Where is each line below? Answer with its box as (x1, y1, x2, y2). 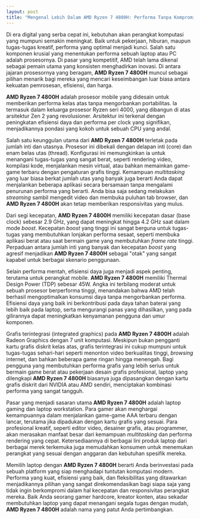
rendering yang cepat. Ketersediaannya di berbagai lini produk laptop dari (6, 437, 187, 444)
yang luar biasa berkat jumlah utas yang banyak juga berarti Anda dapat (6, 175, 183, 182)
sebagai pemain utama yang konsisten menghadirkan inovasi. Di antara (6, 62, 181, 69)
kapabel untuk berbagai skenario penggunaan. (6, 256, 121, 263)
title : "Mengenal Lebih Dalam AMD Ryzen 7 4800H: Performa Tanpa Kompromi (6, 14, 196, 20)
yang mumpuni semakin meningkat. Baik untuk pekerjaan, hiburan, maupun (6, 37, 191, 44)
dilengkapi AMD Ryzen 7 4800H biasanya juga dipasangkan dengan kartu (6, 374, 189, 381)
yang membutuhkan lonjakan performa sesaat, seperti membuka (21, 231, 180, 238)
